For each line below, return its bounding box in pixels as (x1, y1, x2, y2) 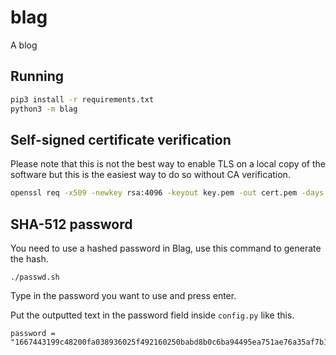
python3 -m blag (10, 104, 78, 114)
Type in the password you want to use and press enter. (10, 290, 237, 301)
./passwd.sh (10, 272, 60, 282)
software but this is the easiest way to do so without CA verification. (10, 169, 291, 181)
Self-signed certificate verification (10, 131, 232, 148)
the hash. (10, 253, 49, 265)
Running (10, 68, 65, 85)
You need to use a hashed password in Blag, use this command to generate (10, 242, 322, 254)
